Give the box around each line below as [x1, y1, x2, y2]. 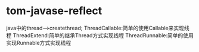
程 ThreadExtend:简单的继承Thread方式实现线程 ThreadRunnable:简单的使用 [6, 31, 194, 39]
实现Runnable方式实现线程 [6, 39, 71, 46]
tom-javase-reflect [6, 4, 102, 18]
